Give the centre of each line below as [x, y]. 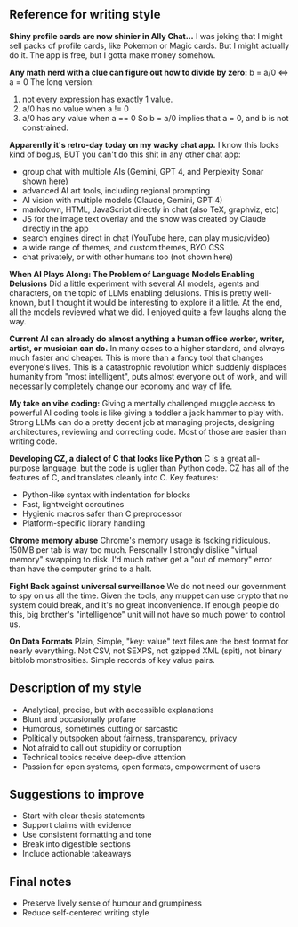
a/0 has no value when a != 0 [75, 108]
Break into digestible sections [76, 844]
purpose [24, 468]
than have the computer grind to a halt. [81, 569]
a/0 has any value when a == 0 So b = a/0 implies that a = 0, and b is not [155, 118]
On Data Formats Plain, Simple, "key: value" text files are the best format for [149, 641]
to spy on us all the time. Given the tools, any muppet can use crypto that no [149, 595]
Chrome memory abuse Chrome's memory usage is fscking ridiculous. [140, 540]
